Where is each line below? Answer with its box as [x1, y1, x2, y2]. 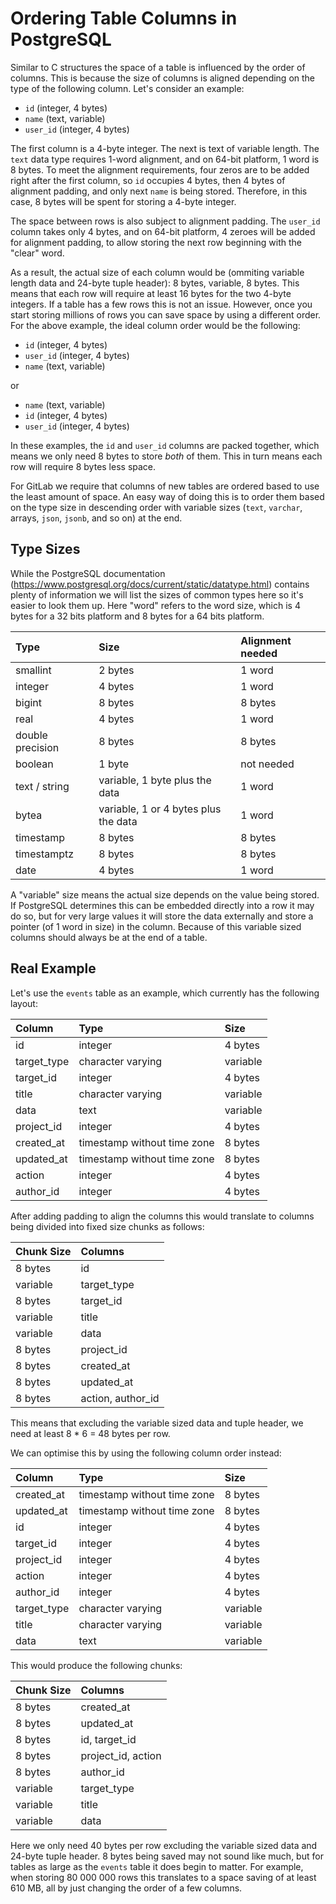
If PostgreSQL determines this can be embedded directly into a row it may [10, 899, 315, 911]
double [15, 728, 48, 742]
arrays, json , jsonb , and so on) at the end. [10, 512, 183, 524]
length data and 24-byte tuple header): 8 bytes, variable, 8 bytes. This [10, 277, 300, 289]
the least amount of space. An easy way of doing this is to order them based [10, 490, 325, 502]
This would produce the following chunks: [10, 1659, 183, 1671]
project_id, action [80, 1748, 162, 1762]
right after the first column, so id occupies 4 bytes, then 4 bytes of [10, 174, 286, 186]
